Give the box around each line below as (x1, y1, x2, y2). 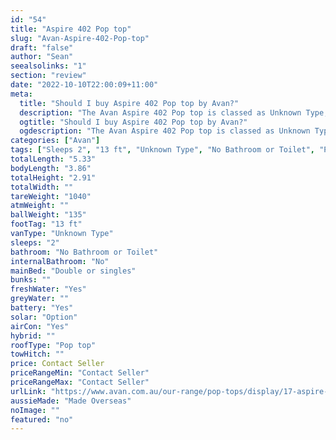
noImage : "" (10, 405, 60, 415)
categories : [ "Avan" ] (10, 136, 101, 146)
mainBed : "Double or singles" (10, 266, 137, 276)
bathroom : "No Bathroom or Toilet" (10, 247, 159, 257)
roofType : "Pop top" (10, 340, 97, 350)
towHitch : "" (10, 349, 65, 360)
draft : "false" (10, 42, 74, 53)
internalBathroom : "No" (10, 256, 110, 266)
